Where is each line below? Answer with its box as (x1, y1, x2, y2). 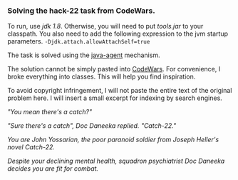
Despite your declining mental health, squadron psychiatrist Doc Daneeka (7, 156, 225, 166)
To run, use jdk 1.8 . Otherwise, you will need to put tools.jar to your (7, 22, 204, 31)
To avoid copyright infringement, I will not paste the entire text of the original (7, 86, 232, 95)
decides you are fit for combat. (7, 164, 98, 173)
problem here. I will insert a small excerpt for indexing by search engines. (7, 94, 222, 102)
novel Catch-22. (7, 143, 56, 151)
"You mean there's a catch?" (7, 108, 93, 116)
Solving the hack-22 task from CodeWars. (7, 6, 155, 16)
